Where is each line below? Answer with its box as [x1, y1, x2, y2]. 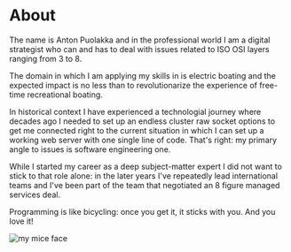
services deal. [9, 189, 60, 200]
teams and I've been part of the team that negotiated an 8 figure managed [9, 179, 280, 190]
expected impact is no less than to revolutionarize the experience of [9, 80, 257, 90]
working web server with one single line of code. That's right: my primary [9, 134, 278, 145]
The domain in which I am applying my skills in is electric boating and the [9, 70, 277, 80]
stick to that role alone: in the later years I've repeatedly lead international [9, 170, 278, 181]
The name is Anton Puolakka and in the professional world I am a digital [9, 34, 271, 45]
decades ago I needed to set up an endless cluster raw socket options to [9, 116, 276, 126]
